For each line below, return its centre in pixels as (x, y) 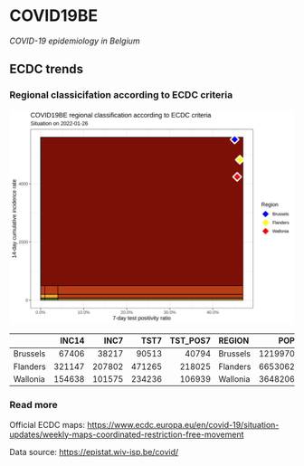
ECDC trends (47, 69)
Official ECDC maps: (47, 424)
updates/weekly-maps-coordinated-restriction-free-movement (127, 434)
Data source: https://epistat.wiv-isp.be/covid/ (94, 452)
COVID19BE (53, 16)
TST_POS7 (190, 341)
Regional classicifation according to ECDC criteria (121, 95)
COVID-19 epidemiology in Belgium (75, 41)
